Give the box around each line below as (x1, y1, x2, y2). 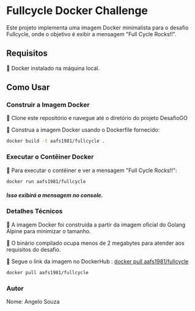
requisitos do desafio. (6, 245, 61, 253)
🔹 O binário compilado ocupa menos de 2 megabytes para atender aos (6, 239, 185, 247)
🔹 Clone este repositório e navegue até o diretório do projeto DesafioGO (6, 114, 188, 122)
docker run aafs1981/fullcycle (6, 178, 86, 184)
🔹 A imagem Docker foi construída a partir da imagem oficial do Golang (6, 221, 186, 228)
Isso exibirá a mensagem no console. (6, 192, 103, 199)
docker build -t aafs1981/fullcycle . (6, 138, 105, 144)
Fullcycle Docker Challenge (6, 4, 149, 18)
